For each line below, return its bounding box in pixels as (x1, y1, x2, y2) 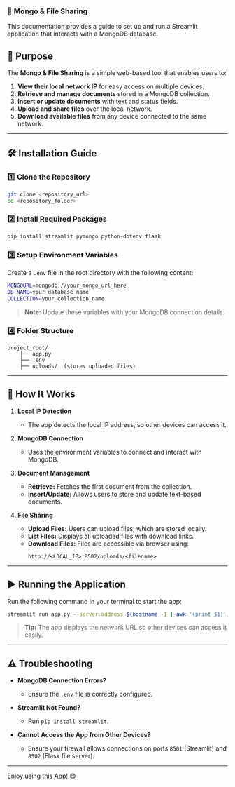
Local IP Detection (17, 407, 72, 415)
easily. (24, 631, 43, 639)
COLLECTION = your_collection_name (7, 295, 105, 302)
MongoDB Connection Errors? (17, 676, 107, 685)
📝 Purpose (7, 50, 54, 62)
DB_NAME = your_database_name (7, 288, 90, 295)
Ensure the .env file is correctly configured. (27, 690, 153, 699)
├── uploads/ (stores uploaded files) (20, 363, 136, 370)
